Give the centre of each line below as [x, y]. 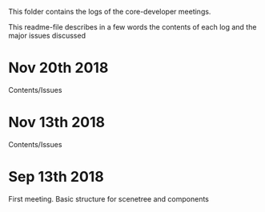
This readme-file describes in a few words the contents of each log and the [132, 27]
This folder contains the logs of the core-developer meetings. [110, 12]
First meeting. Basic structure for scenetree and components [109, 198]
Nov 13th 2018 [57, 122]
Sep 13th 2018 [56, 177]
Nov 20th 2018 [58, 68]
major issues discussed [47, 36]
